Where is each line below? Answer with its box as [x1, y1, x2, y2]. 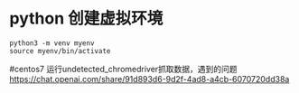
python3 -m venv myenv [9, 38, 95, 48]
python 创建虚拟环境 [9, 8, 164, 29]
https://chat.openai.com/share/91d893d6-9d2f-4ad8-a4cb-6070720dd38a [9, 73, 290, 84]
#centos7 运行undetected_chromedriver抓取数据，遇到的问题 [9, 63, 238, 74]
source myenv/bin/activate [9, 46, 111, 55]
